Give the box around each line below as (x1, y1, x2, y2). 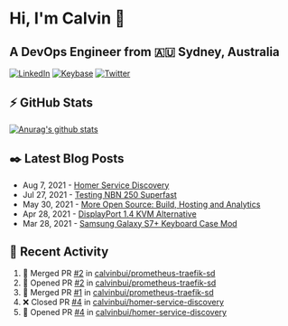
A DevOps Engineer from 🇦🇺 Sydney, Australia (9, 44, 280, 60)
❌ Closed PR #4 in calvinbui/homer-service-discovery (22, 297, 224, 308)
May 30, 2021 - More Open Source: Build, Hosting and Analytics (22, 199, 261, 210)
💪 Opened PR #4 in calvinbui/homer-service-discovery (22, 307, 228, 318)
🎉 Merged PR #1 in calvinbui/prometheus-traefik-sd (22, 287, 214, 298)
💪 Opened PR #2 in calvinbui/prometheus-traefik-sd (22, 277, 217, 288)
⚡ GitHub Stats (9, 95, 93, 111)
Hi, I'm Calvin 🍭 (9, 8, 125, 29)
